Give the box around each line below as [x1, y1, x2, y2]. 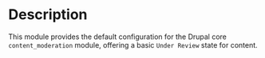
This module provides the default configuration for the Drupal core [8, 32, 227, 41]
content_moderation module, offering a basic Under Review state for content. [8, 40, 258, 49]
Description [8, 6, 88, 24]
